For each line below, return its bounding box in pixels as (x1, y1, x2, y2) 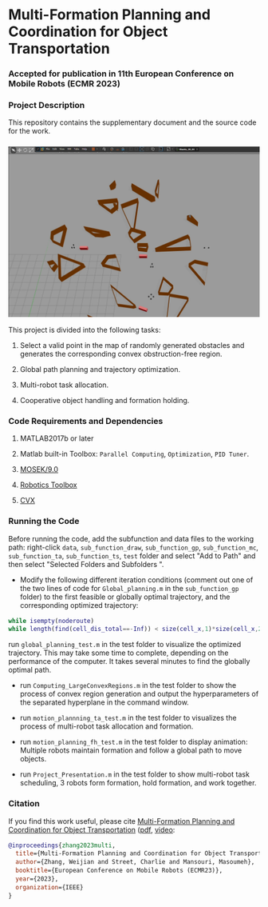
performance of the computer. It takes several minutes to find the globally (8, 657, 250, 666)
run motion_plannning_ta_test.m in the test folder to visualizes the (19, 713, 237, 723)
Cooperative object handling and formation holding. (19, 395, 190, 405)
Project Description (8, 100, 85, 111)
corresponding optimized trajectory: (19, 600, 139, 609)
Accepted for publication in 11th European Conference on (8, 68, 235, 79)
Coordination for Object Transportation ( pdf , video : (8, 825, 175, 834)
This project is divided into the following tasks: (8, 325, 161, 334)
